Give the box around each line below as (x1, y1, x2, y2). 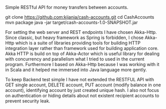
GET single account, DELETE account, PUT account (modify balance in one (5, 82, 161, 88)
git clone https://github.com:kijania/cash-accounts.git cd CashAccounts (5, 14, 154, 20)
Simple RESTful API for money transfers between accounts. (5, 5, 128, 10)
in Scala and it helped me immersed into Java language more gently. (5, 67, 147, 73)
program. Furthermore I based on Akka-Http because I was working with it (5, 62, 159, 67)
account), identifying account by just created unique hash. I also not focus (5, 87, 159, 93)
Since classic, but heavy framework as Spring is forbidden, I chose (5, 35, 144, 40)
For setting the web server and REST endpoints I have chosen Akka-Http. (5, 29, 157, 35)
